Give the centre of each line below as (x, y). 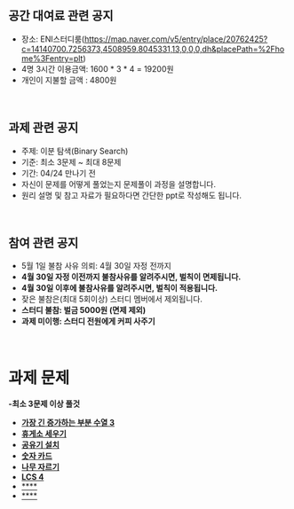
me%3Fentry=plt (52, 58)
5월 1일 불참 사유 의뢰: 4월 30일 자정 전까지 (96, 266)
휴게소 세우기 (44, 434)
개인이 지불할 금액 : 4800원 (69, 80)
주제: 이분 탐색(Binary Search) (75, 151)
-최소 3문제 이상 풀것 (44, 404)
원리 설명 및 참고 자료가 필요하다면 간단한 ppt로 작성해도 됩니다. (131, 195)
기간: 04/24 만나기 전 (59, 173)
